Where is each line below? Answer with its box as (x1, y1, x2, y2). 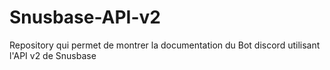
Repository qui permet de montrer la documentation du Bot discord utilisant (9, 39, 321, 51)
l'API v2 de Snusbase (9, 49, 97, 61)
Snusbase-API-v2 (9, 6, 162, 29)
